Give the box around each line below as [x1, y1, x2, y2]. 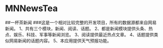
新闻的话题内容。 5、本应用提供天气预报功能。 [18, 37, 112, 44]
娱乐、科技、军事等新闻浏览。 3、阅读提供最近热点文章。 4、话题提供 [13, 32, 154, 37]
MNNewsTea [5, 3, 58, 14]
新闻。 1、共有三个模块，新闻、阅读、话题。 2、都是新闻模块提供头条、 [5, 25, 149, 32]
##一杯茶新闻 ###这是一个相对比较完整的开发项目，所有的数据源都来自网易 [5, 19, 157, 25]
